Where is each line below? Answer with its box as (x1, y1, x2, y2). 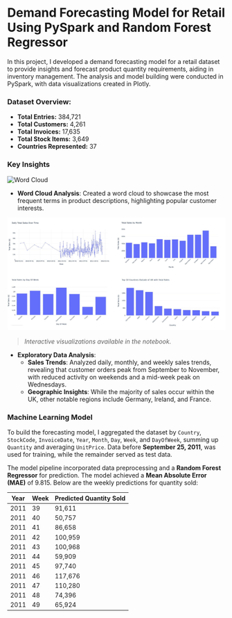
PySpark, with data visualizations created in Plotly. (7, 79, 151, 88)
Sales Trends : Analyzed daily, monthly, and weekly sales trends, (27, 358, 212, 366)
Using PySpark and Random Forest (7, 19, 211, 35)
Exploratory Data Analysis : (17, 350, 96, 359)
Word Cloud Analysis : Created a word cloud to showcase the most (17, 189, 209, 197)
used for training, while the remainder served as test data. (7, 450, 172, 459)
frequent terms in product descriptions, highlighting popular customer (17, 196, 217, 204)
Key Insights (7, 160, 51, 170)
